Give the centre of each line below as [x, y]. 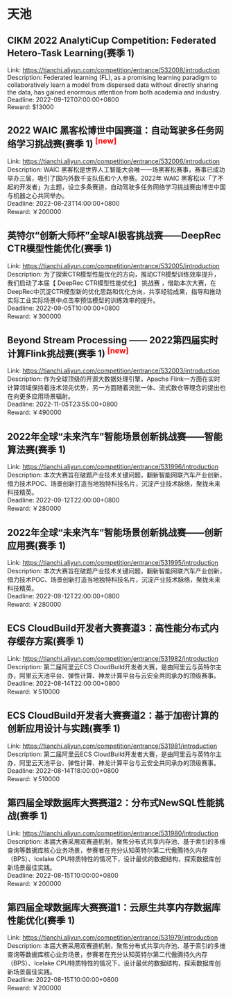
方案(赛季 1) [59, 641]
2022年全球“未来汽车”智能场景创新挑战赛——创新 [115, 532]
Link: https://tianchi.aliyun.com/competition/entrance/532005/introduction [113, 265]
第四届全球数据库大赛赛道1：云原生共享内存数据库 [114, 907]
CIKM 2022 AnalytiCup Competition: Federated [112, 40]
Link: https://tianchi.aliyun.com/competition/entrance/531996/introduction [113, 467]
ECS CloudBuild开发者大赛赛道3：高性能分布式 [109, 629]
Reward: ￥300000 [34, 316]
